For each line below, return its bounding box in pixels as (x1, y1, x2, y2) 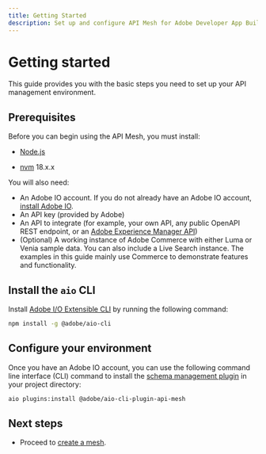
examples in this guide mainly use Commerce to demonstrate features (19, 252, 249, 261)
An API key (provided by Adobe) (19, 210, 125, 219)
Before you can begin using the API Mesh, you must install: (8, 132, 200, 141)
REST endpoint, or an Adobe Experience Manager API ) (19, 227, 198, 236)
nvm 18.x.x (19, 162, 55, 172)
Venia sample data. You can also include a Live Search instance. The (19, 243, 244, 254)
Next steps (8, 417, 63, 430)
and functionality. (19, 261, 77, 270)
